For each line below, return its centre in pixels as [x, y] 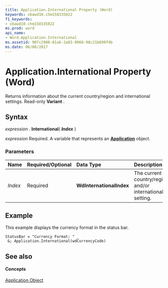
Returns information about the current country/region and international [78, 96]
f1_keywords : [19, 19]
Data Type [89, 164]
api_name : [15, 33]
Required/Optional [49, 164]
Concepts [15, 269]
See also [19, 256]
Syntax [16, 117]
